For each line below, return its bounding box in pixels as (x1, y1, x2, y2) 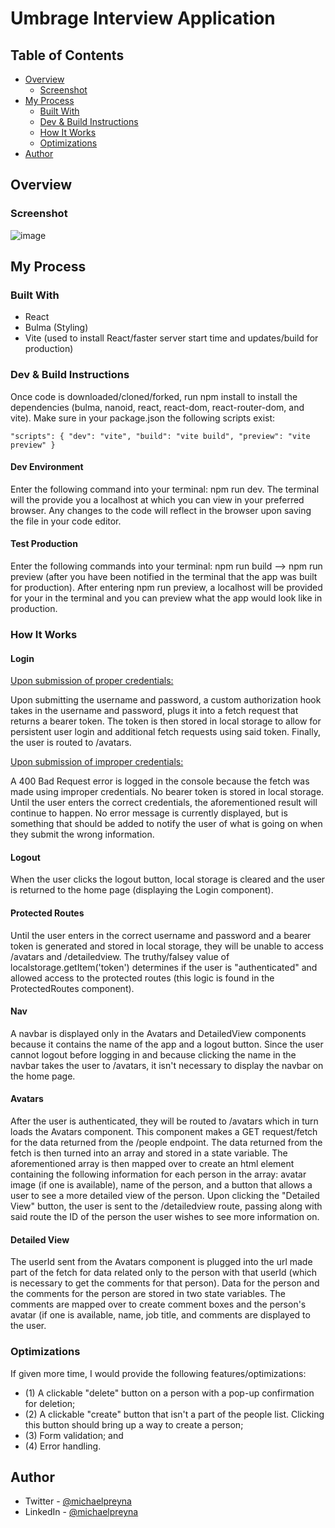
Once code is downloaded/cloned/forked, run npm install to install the (10, 390, 298, 402)
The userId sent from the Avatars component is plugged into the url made (10, 1256, 313, 1268)
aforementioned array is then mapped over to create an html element (10, 1158, 295, 1170)
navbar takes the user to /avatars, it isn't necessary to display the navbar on (10, 1059, 324, 1071)
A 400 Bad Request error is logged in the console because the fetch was (10, 775, 310, 787)
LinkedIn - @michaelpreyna (24, 1506, 139, 1518)
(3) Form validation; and (24, 1429, 124, 1441)
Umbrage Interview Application (10, 7, 276, 30)
